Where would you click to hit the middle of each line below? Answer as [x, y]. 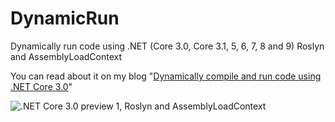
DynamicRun [65, 18]
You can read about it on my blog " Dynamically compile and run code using [166, 76]
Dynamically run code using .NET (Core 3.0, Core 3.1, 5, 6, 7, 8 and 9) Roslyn [167, 46]
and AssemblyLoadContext [66, 56]
